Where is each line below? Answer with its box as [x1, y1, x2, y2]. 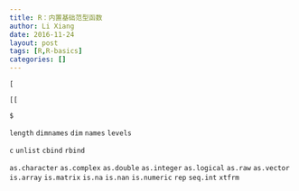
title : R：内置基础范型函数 [9, 13, 103, 23]
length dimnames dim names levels [9, 129, 133, 138]
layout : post [9, 38, 59, 48]
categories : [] [9, 55, 67, 64]
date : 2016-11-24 [9, 30, 75, 39]
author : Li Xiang [9, 22, 75, 31]
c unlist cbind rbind [9, 146, 86, 155]
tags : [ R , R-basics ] [9, 47, 83, 56]
